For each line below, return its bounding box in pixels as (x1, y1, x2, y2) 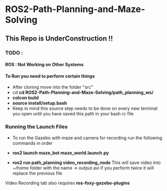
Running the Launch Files (5, 123, 68, 130)
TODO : (5, 49, 23, 56)
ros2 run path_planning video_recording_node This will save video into (12, 159, 161, 165)
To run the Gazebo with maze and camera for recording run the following (12, 134, 163, 141)
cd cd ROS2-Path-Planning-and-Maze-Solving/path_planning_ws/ (12, 89, 154, 96)
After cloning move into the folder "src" (12, 84, 93, 90)
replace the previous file (12, 170, 62, 176)
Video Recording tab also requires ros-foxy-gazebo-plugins (5, 179, 130, 186)
